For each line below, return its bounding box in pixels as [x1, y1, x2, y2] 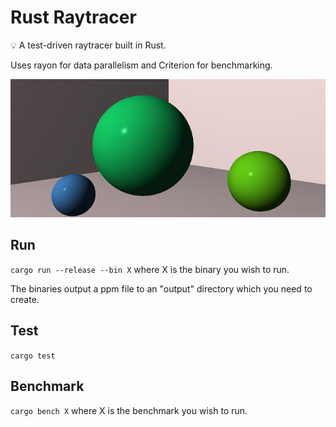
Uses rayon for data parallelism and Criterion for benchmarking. [10, 59, 273, 71]
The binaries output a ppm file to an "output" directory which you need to [10, 282, 313, 295]
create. [10, 293, 40, 305]
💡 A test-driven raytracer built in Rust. [10, 39, 167, 51]
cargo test [10, 351, 56, 361]
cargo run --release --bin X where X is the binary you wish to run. [10, 263, 290, 275]
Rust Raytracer [10, 6, 137, 29]
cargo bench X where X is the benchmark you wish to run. [10, 404, 248, 416]
